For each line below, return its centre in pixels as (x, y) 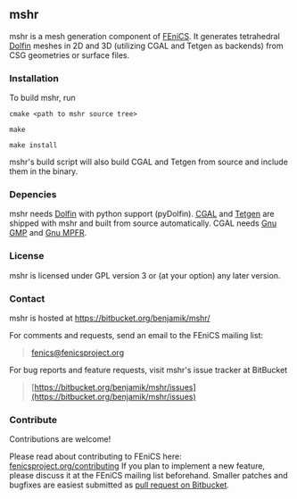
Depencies (33, 195)
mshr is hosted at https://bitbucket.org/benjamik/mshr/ (110, 318)
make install (33, 146)
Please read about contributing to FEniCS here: (95, 457)
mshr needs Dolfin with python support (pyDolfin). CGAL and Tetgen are (142, 214)
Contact (27, 298)
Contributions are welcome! (60, 439)
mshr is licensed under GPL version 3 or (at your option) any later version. (145, 275)
